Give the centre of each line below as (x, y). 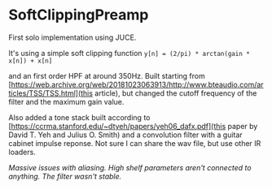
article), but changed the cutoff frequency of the (176, 93)
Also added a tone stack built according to (79, 117)
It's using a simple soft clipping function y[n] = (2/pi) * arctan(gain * (129, 53)
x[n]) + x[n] (31, 61)
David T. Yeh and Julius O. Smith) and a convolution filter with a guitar (125, 135)
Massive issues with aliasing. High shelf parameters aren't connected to (130, 167)
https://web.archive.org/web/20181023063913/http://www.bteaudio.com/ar (137, 84)
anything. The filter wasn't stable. (65, 176)
